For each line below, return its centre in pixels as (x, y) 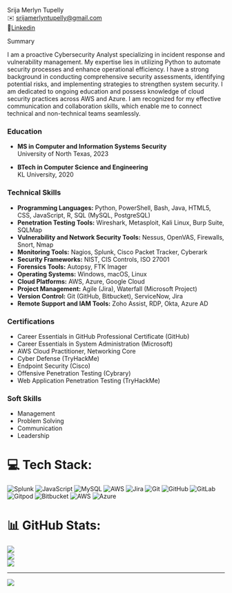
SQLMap (30, 230)
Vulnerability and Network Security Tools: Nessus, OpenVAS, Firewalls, (120, 237)
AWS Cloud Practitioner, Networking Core (76, 351)
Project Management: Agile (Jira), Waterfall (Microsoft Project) (107, 289)
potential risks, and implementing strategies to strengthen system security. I (115, 84)
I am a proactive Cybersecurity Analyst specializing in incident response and (116, 54)
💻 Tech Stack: (50, 465)
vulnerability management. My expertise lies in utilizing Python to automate (114, 62)
